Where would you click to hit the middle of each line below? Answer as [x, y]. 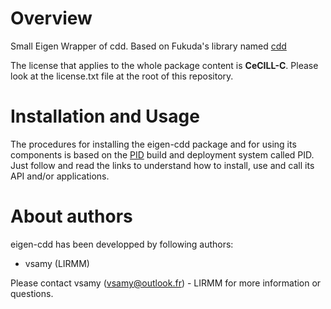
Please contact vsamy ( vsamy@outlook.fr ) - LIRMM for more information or [166, 283]
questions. [32, 293]
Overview [51, 18]
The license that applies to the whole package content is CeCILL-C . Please [164, 65]
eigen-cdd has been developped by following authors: [122, 244]
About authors [71, 216]
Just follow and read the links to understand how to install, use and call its [162, 165]
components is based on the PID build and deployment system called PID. [162, 154]
